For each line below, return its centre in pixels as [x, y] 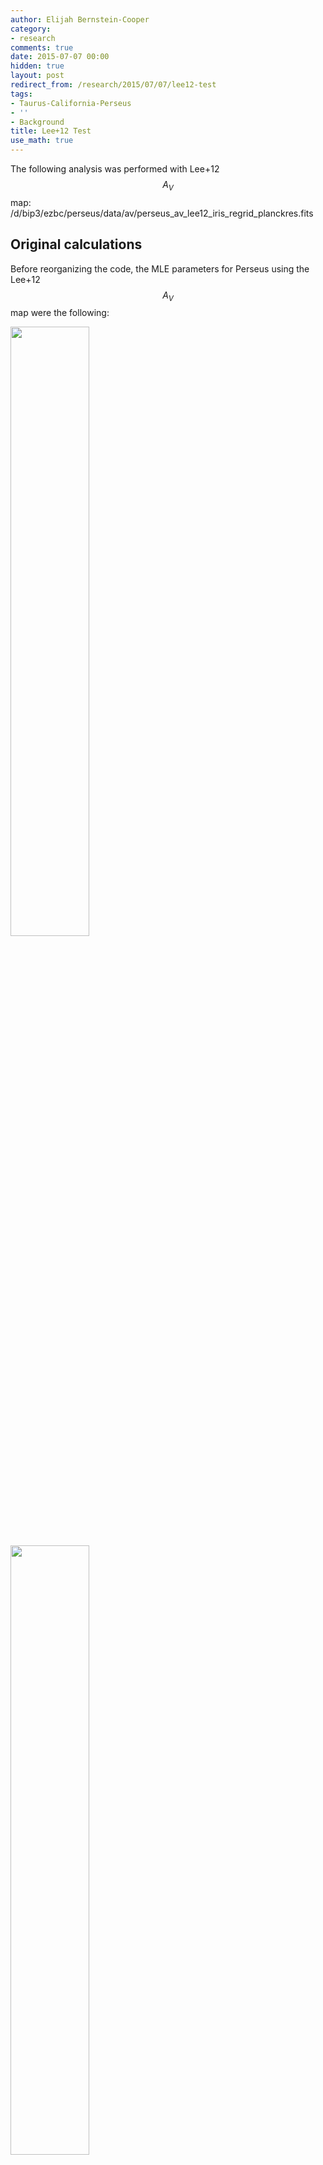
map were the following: [60, 313]
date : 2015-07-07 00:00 [60, 57]
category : [31, 29]
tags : [21, 94]
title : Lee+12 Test [51, 131]
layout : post [37, 76]
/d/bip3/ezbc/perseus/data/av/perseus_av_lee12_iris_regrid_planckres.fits [162, 213]
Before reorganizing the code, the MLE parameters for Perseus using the [160, 268]
